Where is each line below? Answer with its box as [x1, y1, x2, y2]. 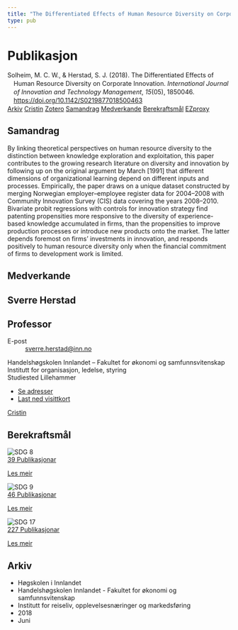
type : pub [7, 17, 37, 24]
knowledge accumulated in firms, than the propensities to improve [27, 219, 221, 228]
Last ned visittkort [17, 394, 71, 403]
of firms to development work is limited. [7, 249, 123, 258]
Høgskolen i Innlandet [17, 579, 81, 587]
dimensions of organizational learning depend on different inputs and [7, 174, 209, 182]
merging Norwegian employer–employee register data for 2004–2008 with [7, 189, 225, 197]
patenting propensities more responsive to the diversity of [7, 211, 177, 220]
